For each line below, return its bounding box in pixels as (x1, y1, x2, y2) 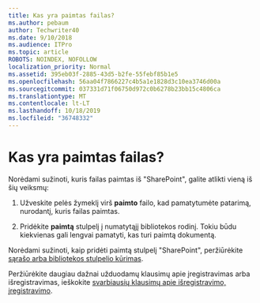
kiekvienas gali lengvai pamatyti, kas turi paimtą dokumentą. (19, 230, 217, 239)
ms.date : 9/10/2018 (8, 33, 73, 42)
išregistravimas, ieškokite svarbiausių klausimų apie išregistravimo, (8, 277, 227, 286)
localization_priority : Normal (8, 63, 111, 71)
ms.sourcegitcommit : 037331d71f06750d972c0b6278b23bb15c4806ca (8, 84, 221, 93)
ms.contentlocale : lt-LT (8, 99, 90, 107)
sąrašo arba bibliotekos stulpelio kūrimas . (8, 253, 144, 263)
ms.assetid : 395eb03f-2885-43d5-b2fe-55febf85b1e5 (8, 70, 179, 78)
